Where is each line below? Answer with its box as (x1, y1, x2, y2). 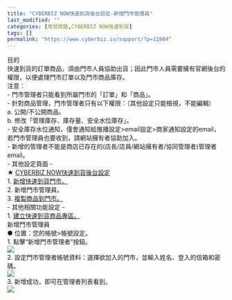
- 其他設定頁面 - (7, 160, 53, 168)
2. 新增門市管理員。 (7, 186, 64, 194)
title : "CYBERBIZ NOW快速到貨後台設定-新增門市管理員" (7, 10, 153, 17)
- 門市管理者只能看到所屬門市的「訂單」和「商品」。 (7, 91, 154, 99)
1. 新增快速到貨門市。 (7, 177, 68, 186)
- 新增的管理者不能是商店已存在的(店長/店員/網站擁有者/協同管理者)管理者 (7, 143, 217, 151)
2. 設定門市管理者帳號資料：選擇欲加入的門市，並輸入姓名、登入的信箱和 (7, 254, 215, 262)
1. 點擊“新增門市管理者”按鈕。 (7, 238, 91, 246)
